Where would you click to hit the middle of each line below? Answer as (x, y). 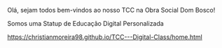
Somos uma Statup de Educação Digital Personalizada (86, 23)
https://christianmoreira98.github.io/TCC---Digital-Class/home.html (105, 37)
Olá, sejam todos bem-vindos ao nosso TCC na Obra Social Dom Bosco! (111, 10)
